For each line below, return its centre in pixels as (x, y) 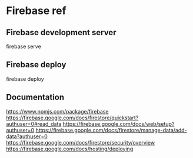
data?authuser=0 (27, 136)
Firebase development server (61, 32)
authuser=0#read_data (34, 123)
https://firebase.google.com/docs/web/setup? (119, 123)
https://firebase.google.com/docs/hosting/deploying (70, 149)
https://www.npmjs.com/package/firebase (57, 111)
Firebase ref (36, 11)
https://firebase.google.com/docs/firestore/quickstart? (72, 118)
